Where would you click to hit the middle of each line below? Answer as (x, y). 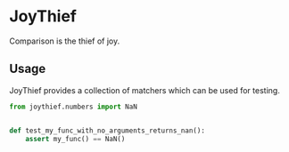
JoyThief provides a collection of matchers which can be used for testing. (145, 90)
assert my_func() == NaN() (75, 139)
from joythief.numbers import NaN (74, 107)
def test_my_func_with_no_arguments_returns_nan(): (107, 131)
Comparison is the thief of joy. (65, 41)
